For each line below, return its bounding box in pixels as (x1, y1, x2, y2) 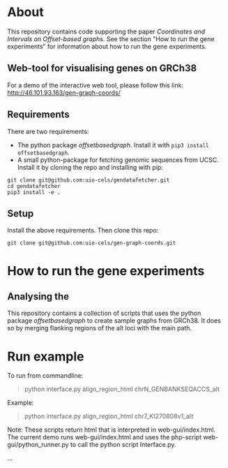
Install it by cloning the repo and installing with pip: (17, 163, 164, 171)
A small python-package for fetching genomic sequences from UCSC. (17, 155, 220, 164)
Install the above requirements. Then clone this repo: (7, 226, 159, 235)
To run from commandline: (7, 372, 84, 380)
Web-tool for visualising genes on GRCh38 (7, 62, 197, 74)
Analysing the (7, 291, 70, 302)
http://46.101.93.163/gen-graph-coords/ (7, 88, 121, 96)
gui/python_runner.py (7, 441, 69, 449)
